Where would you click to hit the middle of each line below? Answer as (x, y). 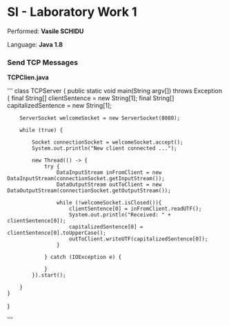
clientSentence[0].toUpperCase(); (57, 233)
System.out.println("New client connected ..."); (104, 148)
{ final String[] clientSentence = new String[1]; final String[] (91, 98)
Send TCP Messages (42, 62)
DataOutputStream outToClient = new (109, 185)
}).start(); (49, 276)
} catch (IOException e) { (83, 257)
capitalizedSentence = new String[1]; (60, 106)
